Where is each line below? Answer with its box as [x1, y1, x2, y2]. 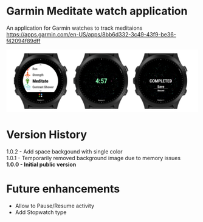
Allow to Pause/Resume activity [15, 202, 95, 209]
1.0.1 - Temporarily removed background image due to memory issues [6, 154, 181, 161]
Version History [6, 127, 87, 141]
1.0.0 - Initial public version [6, 161, 77, 168]
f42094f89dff [6, 37, 41, 44]
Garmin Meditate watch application [6, 4, 188, 18]
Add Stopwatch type [15, 208, 67, 216]
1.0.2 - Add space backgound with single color [6, 147, 123, 155]
